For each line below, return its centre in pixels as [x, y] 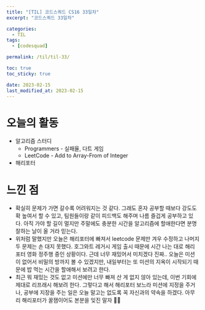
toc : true [19, 68]
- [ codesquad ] [30, 46]
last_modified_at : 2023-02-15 [45, 91]
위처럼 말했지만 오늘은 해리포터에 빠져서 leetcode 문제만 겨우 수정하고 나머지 [107, 239]
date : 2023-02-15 [29, 85]
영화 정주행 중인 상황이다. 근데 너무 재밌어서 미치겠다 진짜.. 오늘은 [105, 254]
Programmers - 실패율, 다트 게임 [64, 149]
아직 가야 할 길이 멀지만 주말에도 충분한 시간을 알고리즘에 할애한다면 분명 [110, 223]
